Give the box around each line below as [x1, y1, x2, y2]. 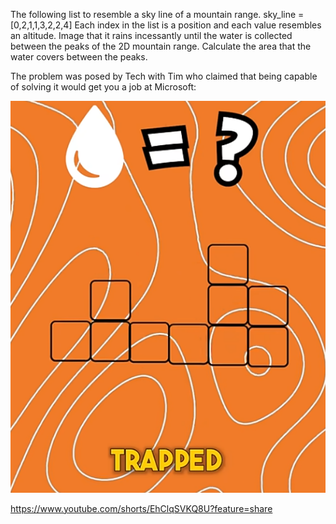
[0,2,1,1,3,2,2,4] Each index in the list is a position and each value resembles [10, 19, 322, 31]
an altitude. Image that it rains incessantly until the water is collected [10, 30, 293, 41]
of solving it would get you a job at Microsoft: [10, 81, 197, 93]
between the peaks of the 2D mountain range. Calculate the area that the [10, 40, 312, 52]
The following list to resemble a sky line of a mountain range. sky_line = [10, 9, 305, 20]
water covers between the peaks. [10, 51, 148, 63]
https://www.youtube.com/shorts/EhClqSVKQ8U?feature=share [10, 502, 273, 514]
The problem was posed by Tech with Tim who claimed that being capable [10, 70, 318, 82]
